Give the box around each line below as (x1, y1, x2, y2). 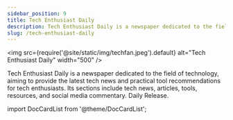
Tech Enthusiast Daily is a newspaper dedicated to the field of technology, (7, 69, 220, 78)
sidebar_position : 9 (7, 10, 67, 17)
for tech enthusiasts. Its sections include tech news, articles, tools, (7, 84, 198, 92)
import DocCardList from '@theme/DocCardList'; (7, 105, 147, 113)
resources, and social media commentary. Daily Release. (7, 92, 169, 100)
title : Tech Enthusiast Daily (7, 17, 95, 24)
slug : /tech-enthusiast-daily (7, 29, 95, 37)
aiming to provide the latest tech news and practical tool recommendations (7, 77, 221, 85)
